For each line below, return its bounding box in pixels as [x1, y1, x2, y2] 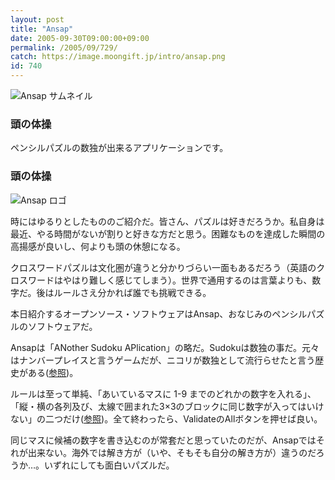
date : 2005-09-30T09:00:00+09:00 [10, 33, 150, 43]
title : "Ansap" [10, 24, 74, 34]
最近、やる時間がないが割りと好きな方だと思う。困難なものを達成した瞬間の [10, 227, 326, 240]
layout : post [10, 14, 65, 25]
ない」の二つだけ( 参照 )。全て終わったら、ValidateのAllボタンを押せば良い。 [10, 412, 323, 425]
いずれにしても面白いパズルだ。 [44, 459, 175, 471]
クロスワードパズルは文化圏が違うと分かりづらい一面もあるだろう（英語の [10, 261, 317, 273]
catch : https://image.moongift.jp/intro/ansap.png [10, 52, 226, 62]
